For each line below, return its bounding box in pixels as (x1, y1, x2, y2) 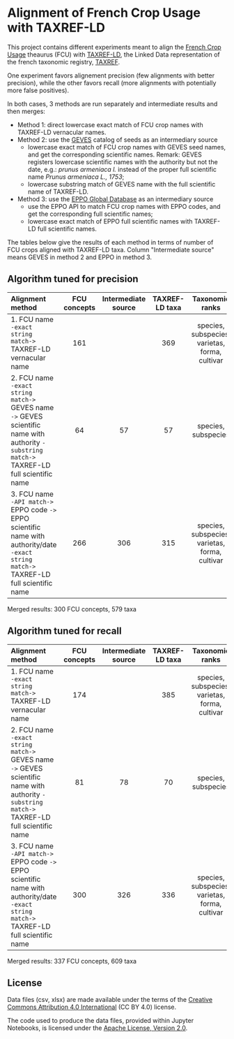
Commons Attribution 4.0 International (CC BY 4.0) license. (7, 1003, 177, 1011)
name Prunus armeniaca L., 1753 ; (27, 173, 125, 181)
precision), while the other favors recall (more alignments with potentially (7, 78, 217, 87)
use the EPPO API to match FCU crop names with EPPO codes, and (27, 202, 221, 210)
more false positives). (7, 86, 70, 94)
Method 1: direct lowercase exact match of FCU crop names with (17, 120, 203, 129)
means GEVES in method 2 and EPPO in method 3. (7, 253, 152, 261)
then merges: (7, 107, 45, 115)
